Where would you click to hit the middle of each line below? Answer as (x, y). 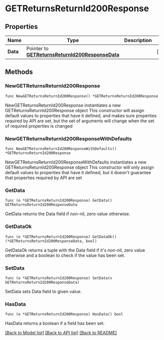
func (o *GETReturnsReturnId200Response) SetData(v (59, 278)
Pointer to (37, 48)
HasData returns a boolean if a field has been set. (55, 323)
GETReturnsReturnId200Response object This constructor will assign (75, 110)
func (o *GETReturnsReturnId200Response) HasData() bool (64, 314)
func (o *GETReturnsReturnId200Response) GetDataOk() (61, 237)
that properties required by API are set (43, 178)
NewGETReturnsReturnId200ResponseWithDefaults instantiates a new (76, 162)
